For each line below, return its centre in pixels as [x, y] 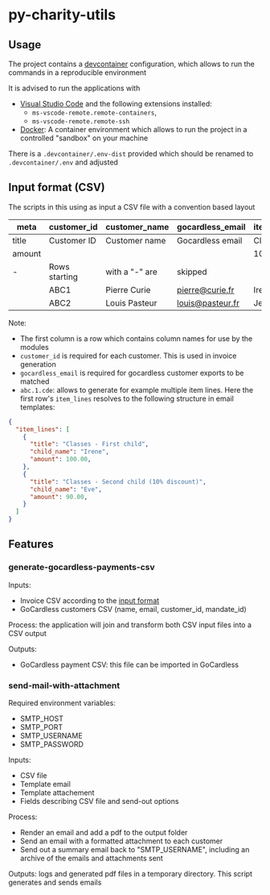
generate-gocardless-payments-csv [82, 568]
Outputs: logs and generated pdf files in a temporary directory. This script [131, 874]
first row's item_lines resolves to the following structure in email [127, 398]
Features [31, 545]
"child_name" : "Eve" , [66, 489]
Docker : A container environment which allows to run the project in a [133, 129]
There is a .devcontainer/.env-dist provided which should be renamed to [131, 154]
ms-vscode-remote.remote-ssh [81, 122]
